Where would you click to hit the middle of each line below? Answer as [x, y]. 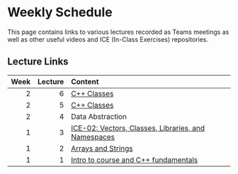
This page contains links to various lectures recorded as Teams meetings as [118, 32]
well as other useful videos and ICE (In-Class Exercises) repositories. [108, 39]
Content [85, 81]
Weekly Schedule [60, 12]
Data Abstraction [99, 116]
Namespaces [93, 137]
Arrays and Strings [102, 148]
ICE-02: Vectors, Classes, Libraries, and [138, 128]
